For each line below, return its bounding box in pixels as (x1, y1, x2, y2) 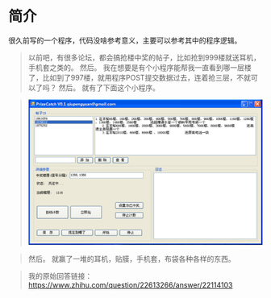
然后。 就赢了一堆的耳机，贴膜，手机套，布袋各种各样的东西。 (27, 254, 236, 263)
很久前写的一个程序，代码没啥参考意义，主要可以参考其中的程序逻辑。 (8, 35, 242, 45)
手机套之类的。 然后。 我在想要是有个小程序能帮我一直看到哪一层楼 (27, 62, 252, 72)
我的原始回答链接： (27, 271, 93, 280)
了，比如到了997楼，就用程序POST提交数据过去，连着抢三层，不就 (27, 72, 252, 82)
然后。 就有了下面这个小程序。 (58, 82, 160, 93)
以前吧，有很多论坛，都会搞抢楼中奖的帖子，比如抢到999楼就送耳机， (27, 52, 261, 62)
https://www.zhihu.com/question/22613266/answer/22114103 (27, 279, 233, 290)
